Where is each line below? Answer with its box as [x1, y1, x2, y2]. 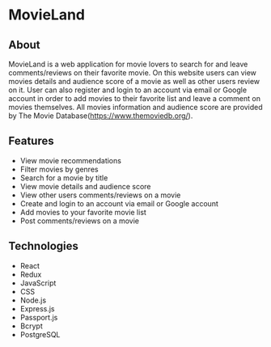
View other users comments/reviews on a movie [19, 190, 181, 200]
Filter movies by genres [19, 164, 99, 174]
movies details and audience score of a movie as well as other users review [8, 77, 260, 86]
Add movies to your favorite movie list [19, 207, 147, 217]
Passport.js [19, 312, 58, 322]
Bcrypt [19, 321, 43, 331]
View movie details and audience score [19, 181, 151, 191]
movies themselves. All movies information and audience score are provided [8, 103, 263, 112]
